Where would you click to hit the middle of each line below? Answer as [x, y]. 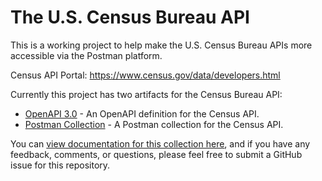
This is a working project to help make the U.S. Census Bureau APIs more [161, 45]
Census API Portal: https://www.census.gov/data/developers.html [145, 75]
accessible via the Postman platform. [86, 55]
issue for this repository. [60, 165]
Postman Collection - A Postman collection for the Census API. [154, 124]
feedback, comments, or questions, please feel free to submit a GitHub [156, 154]
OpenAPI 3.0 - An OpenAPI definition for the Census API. [142, 113]
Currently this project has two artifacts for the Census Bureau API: [146, 94]
